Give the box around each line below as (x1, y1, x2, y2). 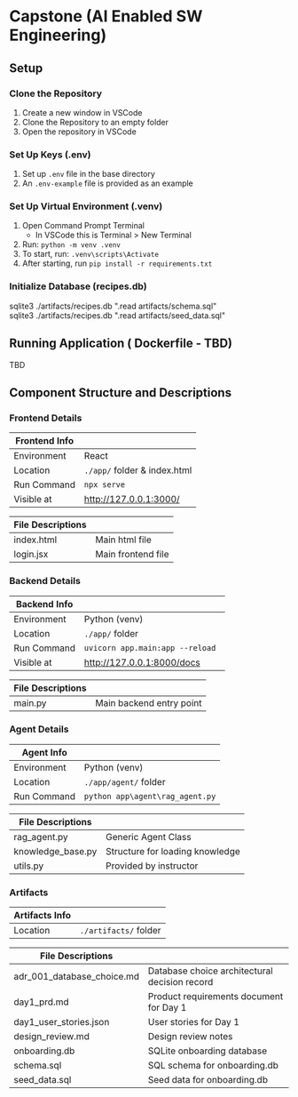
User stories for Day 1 (147, 1016, 239, 1029)
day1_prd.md (13, 996, 69, 1008)
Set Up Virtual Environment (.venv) (9, 200, 163, 212)
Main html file (95, 533, 153, 546)
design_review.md (13, 1030, 90, 1043)
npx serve (83, 480, 126, 490)
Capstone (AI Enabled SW (9, 6, 203, 27)
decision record (147, 976, 214, 989)
